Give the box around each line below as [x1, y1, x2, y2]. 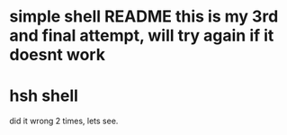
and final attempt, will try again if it [9, 25, 274, 46]
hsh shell [9, 85, 79, 106]
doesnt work [9, 45, 106, 65]
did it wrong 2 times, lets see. [9, 115, 119, 127]
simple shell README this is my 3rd [9, 6, 279, 27]
